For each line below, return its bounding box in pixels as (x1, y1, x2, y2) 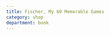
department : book (6, 20, 49, 26)
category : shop (6, 14, 44, 20)
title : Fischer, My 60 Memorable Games (6, 8, 105, 15)
